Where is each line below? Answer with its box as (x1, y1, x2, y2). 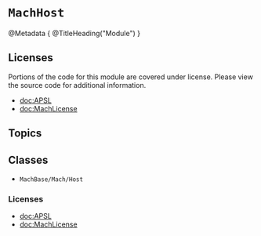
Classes (8, 153, 49, 166)
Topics (8, 127, 42, 140)
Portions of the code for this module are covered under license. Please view (8, 72, 253, 82)
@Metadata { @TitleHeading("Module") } (8, 28, 141, 38)
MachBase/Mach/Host (19, 175, 84, 183)
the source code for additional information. (8, 80, 147, 89)
